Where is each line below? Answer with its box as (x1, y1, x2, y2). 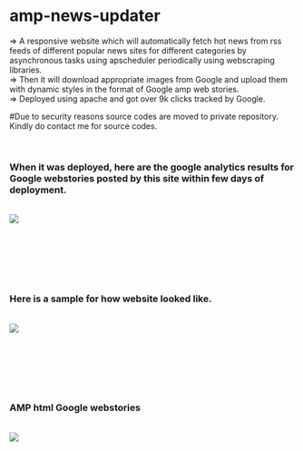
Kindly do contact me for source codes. (9, 120, 158, 132)
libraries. (9, 64, 43, 75)
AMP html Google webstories (9, 401, 141, 414)
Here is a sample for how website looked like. (9, 292, 212, 305)
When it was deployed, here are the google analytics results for (9, 161, 295, 173)
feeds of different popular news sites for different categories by (9, 44, 247, 55)
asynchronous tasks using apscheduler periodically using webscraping (9, 54, 275, 65)
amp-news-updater (9, 5, 161, 26)
